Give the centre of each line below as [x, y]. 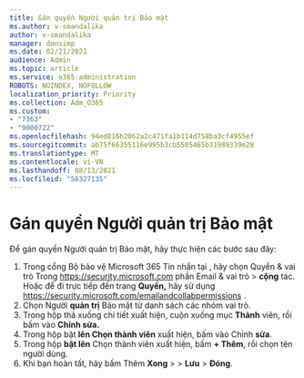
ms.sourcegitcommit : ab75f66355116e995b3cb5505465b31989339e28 [132, 145]
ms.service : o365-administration [73, 77]
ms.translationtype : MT [55, 153]
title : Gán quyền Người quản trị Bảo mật [89, 18]
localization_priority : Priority [73, 94]
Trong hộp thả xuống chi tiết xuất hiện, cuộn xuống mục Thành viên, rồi [157, 315]
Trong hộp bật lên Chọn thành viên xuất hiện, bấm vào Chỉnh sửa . [147, 334]
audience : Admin [40, 60]
